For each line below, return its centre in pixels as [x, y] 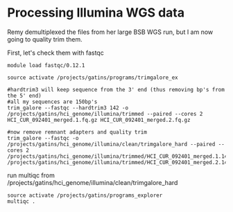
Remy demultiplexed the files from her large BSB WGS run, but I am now [110, 32]
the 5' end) [24, 96]
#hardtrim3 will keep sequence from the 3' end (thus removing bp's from [116, 89]
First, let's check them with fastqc [55, 53]
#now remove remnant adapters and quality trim [77, 132]
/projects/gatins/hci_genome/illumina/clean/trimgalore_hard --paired [111, 144]
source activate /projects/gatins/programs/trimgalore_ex [93, 78]
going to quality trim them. [45, 39]
